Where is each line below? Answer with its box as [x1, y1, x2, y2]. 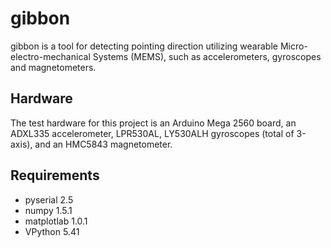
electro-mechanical [10, 50, 91, 62]
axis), [10, 138, 33, 150]
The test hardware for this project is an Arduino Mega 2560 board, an [10, 117, 297, 129]
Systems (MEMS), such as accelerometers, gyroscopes [92, 50, 322, 62]
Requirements [10, 167, 100, 184]
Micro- [279, 40, 308, 52]
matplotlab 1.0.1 [24, 215, 88, 227]
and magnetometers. [10, 61, 97, 73]
